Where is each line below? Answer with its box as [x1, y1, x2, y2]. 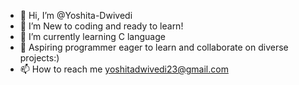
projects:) [19, 52, 60, 64]
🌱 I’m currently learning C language [19, 31, 166, 42]
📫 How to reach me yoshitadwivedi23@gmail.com [19, 63, 229, 75]
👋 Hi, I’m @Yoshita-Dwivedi [19, 10, 133, 21]
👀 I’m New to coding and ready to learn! [19, 20, 184, 32]
